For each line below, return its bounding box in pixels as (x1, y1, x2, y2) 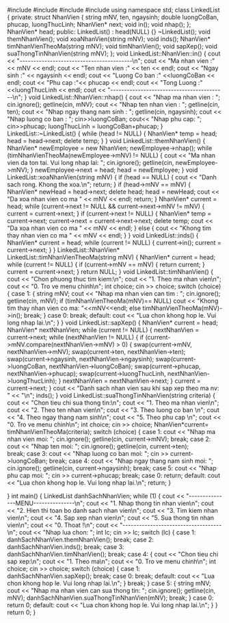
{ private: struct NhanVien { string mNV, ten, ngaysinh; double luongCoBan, (7, 13, 219, 21)
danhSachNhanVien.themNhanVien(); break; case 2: (7, 535, 154, 544)
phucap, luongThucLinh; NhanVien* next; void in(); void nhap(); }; (7, 21, 191, 28)
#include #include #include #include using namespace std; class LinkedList (7, 6, 220, 14)
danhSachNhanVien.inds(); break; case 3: (7, 543, 124, 550)
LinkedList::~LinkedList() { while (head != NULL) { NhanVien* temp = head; (7, 129, 217, 138)
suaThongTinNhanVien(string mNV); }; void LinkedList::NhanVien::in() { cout (7, 49, 221, 58)
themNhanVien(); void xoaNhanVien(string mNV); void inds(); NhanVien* (7, 35, 211, 43)
